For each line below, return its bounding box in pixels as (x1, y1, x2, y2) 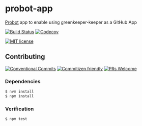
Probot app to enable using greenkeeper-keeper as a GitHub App (5, 19, 137, 25)
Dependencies (5, 78, 41, 85)
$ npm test (5, 117, 28, 122)
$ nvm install (5, 89, 34, 94)
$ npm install (5, 94, 34, 98)
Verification (5, 105, 34, 112)
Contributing (5, 53, 45, 61)
